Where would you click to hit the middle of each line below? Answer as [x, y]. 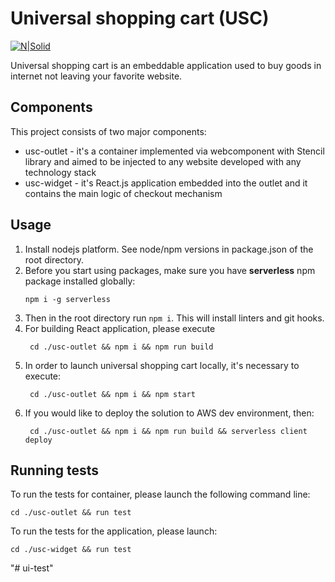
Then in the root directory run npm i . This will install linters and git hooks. [174, 318]
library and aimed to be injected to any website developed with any [163, 161]
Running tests [55, 470]
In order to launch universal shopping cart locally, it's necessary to [162, 365]
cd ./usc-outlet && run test [71, 513]
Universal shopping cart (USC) [140, 18]
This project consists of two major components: [108, 131]
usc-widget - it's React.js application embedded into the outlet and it [166, 183]
